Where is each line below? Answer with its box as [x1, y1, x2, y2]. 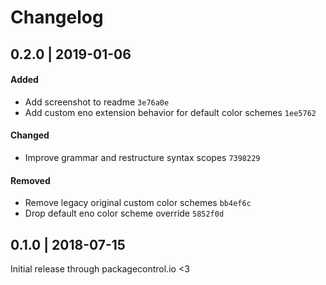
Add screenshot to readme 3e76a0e [24, 96, 170, 108]
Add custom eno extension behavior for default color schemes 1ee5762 [24, 106, 317, 118]
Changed [10, 129, 50, 141]
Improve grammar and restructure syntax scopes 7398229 [24, 151, 261, 163]
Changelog [10, 6, 104, 29]
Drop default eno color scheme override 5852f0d [24, 207, 225, 220]
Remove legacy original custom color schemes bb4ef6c [24, 197, 252, 209]
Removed [10, 174, 51, 186]
